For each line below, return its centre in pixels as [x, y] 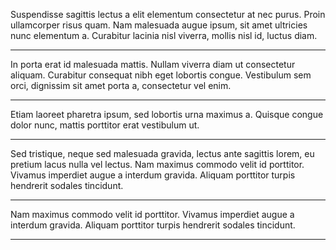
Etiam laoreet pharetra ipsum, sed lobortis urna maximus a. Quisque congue [167, 114]
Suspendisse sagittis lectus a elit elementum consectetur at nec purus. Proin [168, 14]
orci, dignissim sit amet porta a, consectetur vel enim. [121, 85]
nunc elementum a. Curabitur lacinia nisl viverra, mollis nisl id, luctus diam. [164, 35]
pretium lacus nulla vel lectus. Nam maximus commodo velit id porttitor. [157, 164]
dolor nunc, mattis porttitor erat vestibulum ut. [105, 125]
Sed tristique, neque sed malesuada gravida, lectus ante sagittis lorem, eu [162, 153]
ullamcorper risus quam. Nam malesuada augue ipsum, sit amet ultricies [159, 25]
